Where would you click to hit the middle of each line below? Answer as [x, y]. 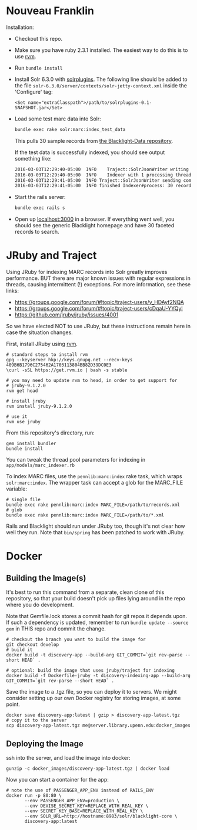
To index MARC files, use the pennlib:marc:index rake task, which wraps [94, 476]
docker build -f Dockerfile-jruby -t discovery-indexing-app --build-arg [98, 676]
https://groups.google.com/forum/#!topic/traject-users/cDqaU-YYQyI [99, 309]
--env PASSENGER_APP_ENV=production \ [72, 800]
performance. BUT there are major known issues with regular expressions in [98, 278]
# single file [24, 500]
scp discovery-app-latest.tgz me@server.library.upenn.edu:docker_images [98, 726]
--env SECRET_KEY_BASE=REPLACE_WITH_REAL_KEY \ [84, 811]
